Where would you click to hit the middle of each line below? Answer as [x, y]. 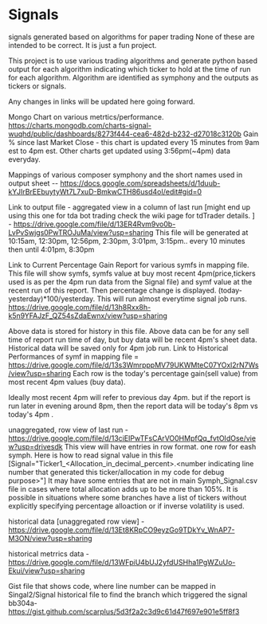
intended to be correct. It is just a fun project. [82, 45]
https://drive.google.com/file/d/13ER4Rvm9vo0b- [94, 224]
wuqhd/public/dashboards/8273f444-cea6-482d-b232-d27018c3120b [125, 134]
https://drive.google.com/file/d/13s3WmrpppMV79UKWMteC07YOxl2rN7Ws [133, 365]
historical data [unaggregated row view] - [77, 521]
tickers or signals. [37, 86]
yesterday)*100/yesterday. [52, 298]
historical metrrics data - [49, 553]
